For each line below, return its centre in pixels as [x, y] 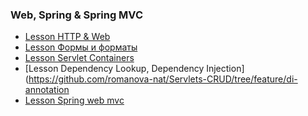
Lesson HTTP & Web [67, 37]
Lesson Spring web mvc [74, 100]
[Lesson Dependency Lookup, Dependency [114, 69]
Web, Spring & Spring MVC [76, 15]
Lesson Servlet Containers [79, 58]
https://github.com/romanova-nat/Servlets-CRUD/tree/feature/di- [163, 79]
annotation [47, 90]
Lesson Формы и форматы [81, 47]
